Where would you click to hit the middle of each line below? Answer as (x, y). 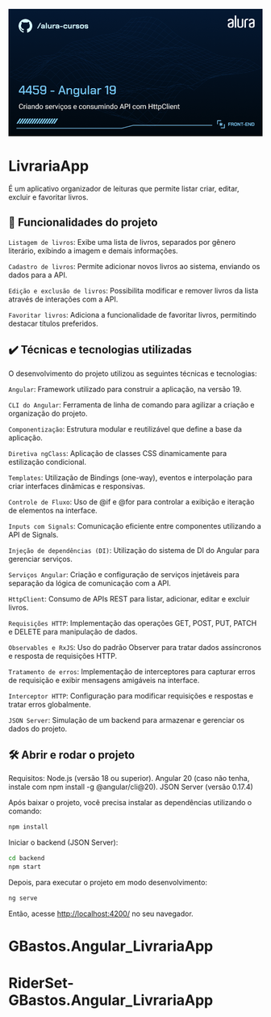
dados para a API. (38, 275)
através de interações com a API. (63, 299)
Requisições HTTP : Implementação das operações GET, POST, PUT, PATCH (133, 622)
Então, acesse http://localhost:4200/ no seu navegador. (101, 914)
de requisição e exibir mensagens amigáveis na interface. (104, 680)
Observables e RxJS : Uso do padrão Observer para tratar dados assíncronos (135, 647)
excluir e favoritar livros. (48, 197)
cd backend (27, 859)
